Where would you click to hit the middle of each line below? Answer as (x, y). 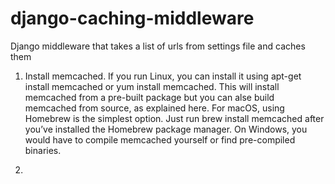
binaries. (43, 150)
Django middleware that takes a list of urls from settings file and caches (158, 46)
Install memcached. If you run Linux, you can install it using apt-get (163, 76)
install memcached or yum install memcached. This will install (152, 86)
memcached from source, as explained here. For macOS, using (154, 108)
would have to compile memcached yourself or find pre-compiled (160, 139)
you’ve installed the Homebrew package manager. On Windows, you (166, 129)
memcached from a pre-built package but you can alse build (149, 97)
